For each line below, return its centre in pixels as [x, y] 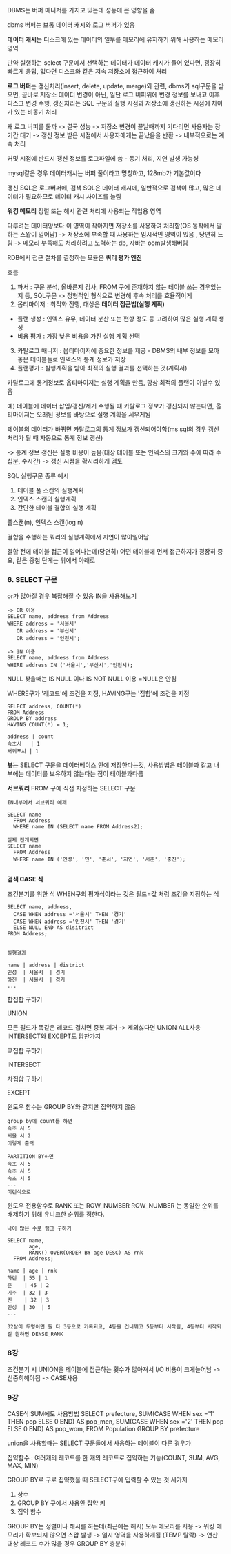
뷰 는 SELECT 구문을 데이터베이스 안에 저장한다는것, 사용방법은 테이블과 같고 [110, 765]
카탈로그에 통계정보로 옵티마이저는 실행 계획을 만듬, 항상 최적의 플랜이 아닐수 [110, 382]
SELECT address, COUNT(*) [44, 707]
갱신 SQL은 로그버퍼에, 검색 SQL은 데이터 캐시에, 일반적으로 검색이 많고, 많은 [111, 188]
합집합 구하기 [25, 999]
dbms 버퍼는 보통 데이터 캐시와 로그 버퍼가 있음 [71, 25]
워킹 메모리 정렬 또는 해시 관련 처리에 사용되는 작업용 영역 [84, 211]
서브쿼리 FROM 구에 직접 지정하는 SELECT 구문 [71, 788]
